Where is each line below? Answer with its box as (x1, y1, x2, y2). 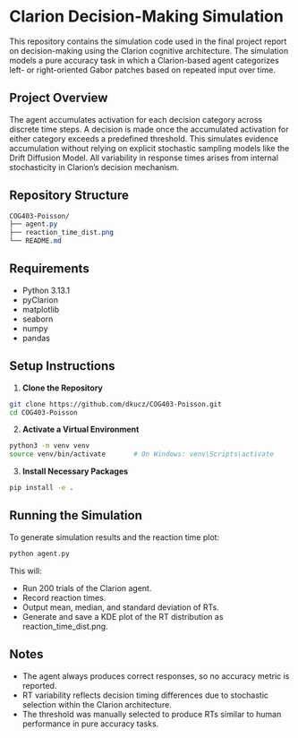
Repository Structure (9, 188, 130, 203)
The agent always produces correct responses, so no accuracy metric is (21, 670, 290, 682)
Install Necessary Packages (21, 466, 129, 476)
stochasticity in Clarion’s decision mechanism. (9, 161, 180, 172)
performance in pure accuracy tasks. (21, 718, 159, 729)
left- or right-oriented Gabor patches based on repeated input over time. (9, 64, 276, 75)
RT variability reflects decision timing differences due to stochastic (21, 690, 269, 700)
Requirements (9, 262, 89, 277)
